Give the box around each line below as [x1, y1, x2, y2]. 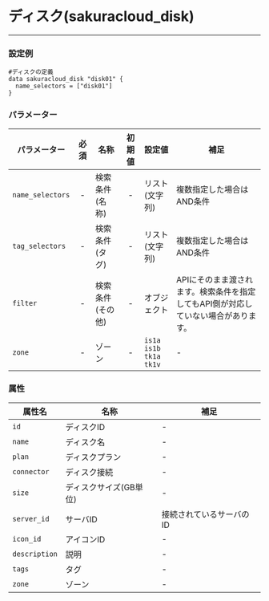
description [12, 549, 58, 558]
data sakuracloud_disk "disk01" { [8, 75, 124, 83]
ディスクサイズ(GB [65, 481, 136, 493]
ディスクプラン [65, 451, 122, 462]
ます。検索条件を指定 [175, 286, 256, 297]
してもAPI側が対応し [175, 298, 253, 309]
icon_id [12, 534, 42, 543]
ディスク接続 [65, 466, 114, 477]
